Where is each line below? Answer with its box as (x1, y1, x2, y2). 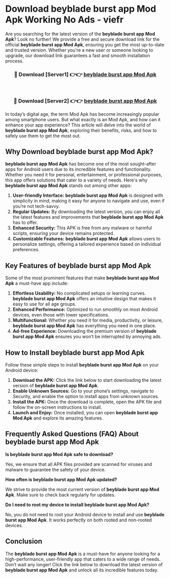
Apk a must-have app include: (5, 280, 69, 286)
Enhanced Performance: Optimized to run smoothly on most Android (12, 306, 158, 312)
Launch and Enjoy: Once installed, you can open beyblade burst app (12, 409, 158, 415)
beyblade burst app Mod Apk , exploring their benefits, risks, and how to (5, 127, 157, 133)
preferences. (12, 247, 40, 253)
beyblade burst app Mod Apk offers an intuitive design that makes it (12, 296, 156, 302)
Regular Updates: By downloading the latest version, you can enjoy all (12, 208, 160, 215)
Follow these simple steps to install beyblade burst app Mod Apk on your (5, 361, 159, 367)
